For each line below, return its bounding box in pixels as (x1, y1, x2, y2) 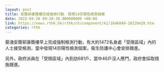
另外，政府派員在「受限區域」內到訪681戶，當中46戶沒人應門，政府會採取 (5, 55, 155, 61)
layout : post (5, 7, 32, 12)
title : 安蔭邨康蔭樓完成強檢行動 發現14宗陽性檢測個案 (5, 12, 105, 17)
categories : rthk (5, 25, 41, 30)
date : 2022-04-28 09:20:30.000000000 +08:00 (5, 16, 97, 21)
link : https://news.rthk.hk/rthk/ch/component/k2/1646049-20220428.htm (5, 20, 154, 26)
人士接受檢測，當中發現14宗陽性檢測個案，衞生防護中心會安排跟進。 (5, 45, 143, 51)
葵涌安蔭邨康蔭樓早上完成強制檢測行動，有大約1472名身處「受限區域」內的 (5, 39, 157, 45)
